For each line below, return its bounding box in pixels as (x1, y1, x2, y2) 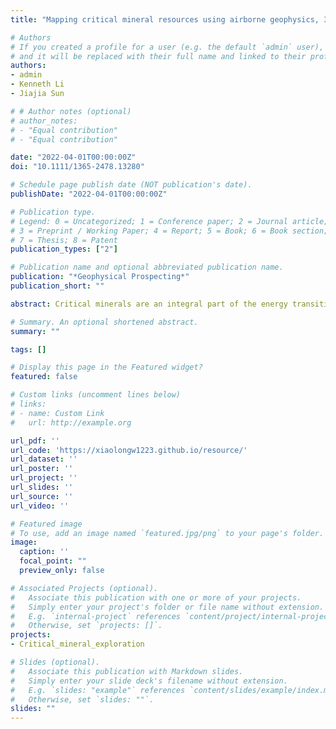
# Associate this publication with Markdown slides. (10, 666, 244, 676)
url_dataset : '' (10, 454, 78, 465)
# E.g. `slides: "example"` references (10, 685, 186, 695)
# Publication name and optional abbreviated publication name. (10, 262, 284, 273)
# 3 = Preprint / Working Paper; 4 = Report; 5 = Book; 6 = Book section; (10, 226, 329, 236)
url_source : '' (10, 491, 74, 501)
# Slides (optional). (10, 657, 101, 667)
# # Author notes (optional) (10, 106, 132, 116)
